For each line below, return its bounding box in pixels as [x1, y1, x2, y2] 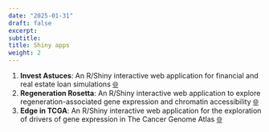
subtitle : [8, 34, 42, 42]
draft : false [8, 19, 52, 27]
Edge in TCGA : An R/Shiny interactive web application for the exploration [19, 106, 262, 115]
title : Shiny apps [8, 42, 70, 50]
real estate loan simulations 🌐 [19, 79, 119, 89]
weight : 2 [8, 49, 42, 57]
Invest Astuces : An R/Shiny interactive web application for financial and [19, 71, 259, 80]
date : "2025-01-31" [8, 11, 74, 20]
